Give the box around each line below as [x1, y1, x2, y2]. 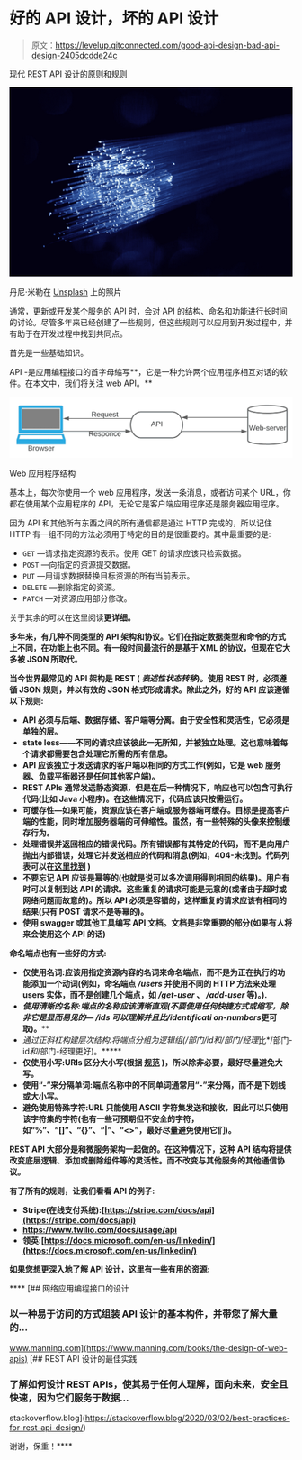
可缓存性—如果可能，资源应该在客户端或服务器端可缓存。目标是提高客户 [22, 805, 290, 816]
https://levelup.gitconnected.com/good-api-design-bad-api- [55, 40, 280, 50]
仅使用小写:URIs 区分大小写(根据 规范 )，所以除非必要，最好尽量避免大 [22, 1057, 283, 1068]
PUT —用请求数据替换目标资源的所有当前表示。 [22, 570, 195, 581]
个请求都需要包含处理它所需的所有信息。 [22, 749, 173, 760]
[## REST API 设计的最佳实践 [30, 1353, 138, 1364]
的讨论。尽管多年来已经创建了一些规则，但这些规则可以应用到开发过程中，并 [9, 316, 293, 327]
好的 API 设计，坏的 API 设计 [9, 8, 219, 29]
